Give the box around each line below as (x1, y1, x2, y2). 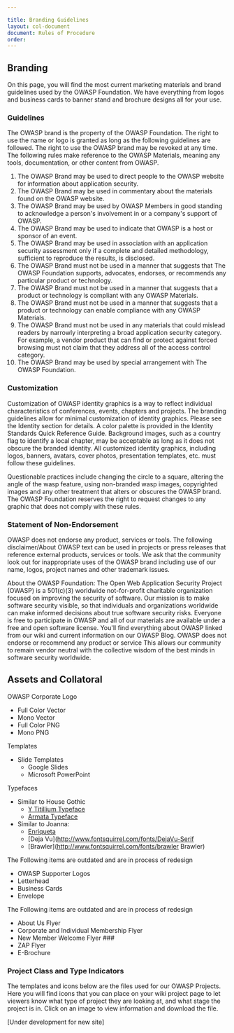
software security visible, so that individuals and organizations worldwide (7, 601, 219, 610)
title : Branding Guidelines (7, 16, 89, 23)
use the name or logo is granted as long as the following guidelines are (7, 136, 211, 144)
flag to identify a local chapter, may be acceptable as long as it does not (7, 436, 214, 445)
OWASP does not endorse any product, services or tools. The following (7, 535, 212, 544)
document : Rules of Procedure (7, 29, 96, 36)
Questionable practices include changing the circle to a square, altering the (7, 472, 224, 481)
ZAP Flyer (17, 940, 46, 950)
